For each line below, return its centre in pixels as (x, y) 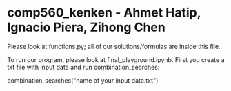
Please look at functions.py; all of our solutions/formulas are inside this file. (114, 46)
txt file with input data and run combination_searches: (83, 67)
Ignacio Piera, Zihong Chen (86, 27)
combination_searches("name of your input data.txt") (83, 80)
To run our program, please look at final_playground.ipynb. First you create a (116, 59)
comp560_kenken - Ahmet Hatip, (104, 13)
